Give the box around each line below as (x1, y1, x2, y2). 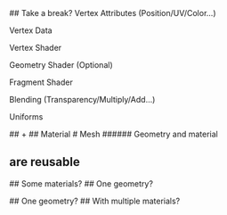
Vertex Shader (9, 43, 62, 53)
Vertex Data (9, 25, 53, 36)
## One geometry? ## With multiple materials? (9, 195, 181, 206)
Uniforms (9, 112, 44, 122)
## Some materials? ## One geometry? (9, 178, 154, 189)
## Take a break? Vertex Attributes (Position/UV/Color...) (9, 8, 216, 18)
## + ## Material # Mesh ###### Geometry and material (9, 128, 218, 139)
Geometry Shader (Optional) (9, 60, 113, 70)
